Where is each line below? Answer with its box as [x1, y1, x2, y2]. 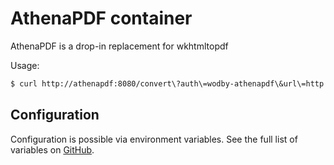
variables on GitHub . [10, 143, 95, 156]
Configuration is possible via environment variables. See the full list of [10, 133, 298, 145]
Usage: [10, 59, 40, 71]
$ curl [10, 78, 38, 89]
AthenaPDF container [10, 7, 193, 30]
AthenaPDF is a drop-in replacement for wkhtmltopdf [10, 40, 229, 52]
